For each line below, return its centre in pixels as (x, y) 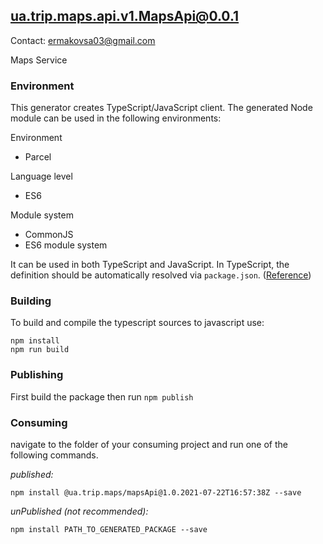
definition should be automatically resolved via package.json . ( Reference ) (161, 275)
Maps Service (39, 60)
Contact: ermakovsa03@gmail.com (83, 40)
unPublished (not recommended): (79, 511)
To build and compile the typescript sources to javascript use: (137, 323)
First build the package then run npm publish (102, 396)
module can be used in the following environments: (116, 118)
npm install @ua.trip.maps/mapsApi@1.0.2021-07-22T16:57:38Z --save (156, 493)
